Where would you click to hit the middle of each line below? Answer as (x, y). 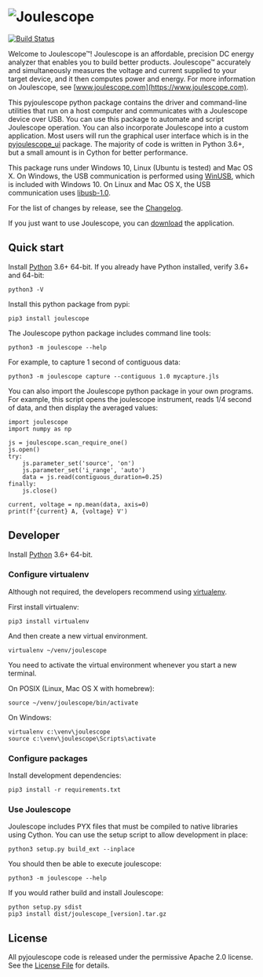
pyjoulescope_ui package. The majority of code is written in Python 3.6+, (126, 144)
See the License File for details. (59, 965)
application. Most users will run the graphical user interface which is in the (128, 135)
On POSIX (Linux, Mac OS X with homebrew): (81, 688)
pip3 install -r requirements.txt (65, 790)
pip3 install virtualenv (49, 621)
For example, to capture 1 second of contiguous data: (94, 362)
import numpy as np (40, 429)
